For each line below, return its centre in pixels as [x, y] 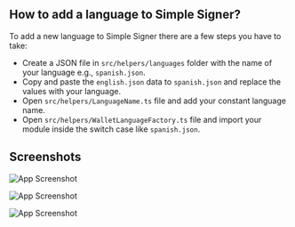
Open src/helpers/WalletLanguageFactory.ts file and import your [142, 119]
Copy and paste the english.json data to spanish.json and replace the [151, 81]
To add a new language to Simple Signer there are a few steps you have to [145, 36]
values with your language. [72, 91]
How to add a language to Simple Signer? [125, 15]
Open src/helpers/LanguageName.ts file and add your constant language [154, 101]
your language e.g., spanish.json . [84, 72]
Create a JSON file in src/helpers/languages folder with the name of [147, 62]
